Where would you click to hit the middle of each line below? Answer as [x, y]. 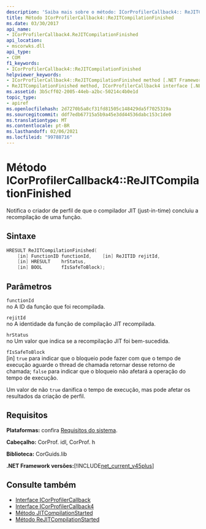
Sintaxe [21, 236]
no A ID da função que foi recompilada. [56, 306]
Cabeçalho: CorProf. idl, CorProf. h [51, 442]
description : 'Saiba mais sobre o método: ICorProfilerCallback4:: [94, 12]
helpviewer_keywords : [34, 75]
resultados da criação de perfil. [46, 396]
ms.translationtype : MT [37, 120]
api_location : [25, 40]
